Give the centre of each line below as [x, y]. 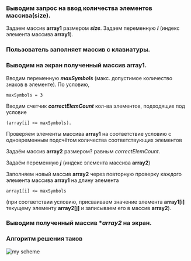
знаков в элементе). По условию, [48, 84]
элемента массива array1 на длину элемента [62, 180]
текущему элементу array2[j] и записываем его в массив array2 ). [89, 208]
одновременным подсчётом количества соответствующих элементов [94, 140]
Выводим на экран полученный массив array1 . [77, 66]
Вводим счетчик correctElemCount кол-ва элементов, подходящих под [96, 106]
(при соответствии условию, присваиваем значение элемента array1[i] [95, 202]
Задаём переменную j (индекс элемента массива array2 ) [78, 163]
